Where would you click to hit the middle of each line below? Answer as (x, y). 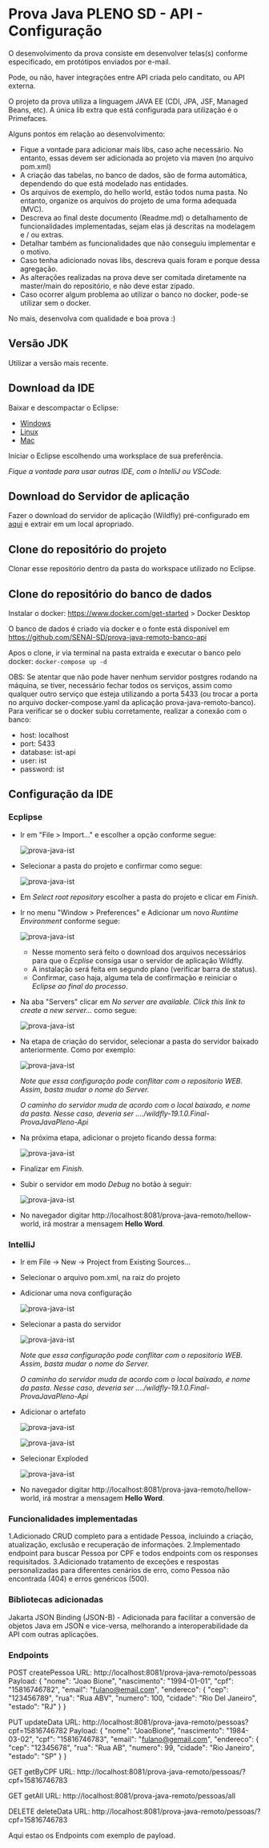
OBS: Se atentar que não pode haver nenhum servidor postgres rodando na (133, 677)
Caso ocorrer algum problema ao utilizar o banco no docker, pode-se (134, 294)
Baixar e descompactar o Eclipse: (63, 407)
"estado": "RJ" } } (37, 1706)
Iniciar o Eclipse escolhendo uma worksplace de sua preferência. (116, 456)
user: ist (33, 760)
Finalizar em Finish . (52, 1169)
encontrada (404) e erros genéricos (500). (79, 1579)
